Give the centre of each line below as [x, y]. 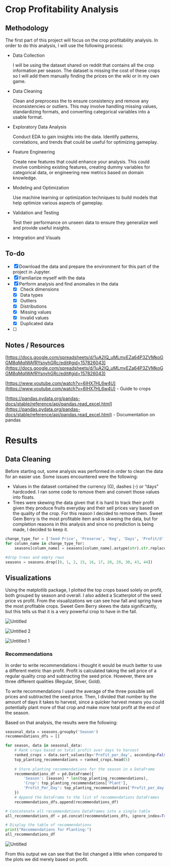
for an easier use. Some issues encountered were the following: [72, 477]
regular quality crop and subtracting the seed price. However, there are [79, 676]
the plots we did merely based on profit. [47, 859]
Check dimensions [39, 289]
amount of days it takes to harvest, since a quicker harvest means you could [85, 702]
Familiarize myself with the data [52, 278]
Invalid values [34, 318]
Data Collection [29, 55]
